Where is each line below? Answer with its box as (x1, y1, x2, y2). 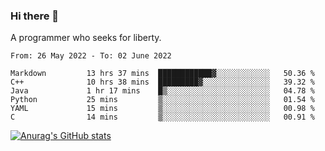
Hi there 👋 (10, 9, 60, 23)
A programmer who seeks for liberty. (10, 32, 162, 44)
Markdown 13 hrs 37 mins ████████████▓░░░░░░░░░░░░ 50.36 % (10, 69, 315, 79)
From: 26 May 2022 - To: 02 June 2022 (10, 51, 172, 61)
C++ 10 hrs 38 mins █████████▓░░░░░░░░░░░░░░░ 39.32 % (10, 77, 315, 88)
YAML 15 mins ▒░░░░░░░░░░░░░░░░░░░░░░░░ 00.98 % (10, 104, 315, 114)
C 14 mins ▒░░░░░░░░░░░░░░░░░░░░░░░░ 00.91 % (10, 112, 315, 123)
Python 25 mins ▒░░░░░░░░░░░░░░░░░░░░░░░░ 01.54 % (10, 95, 315, 105)
